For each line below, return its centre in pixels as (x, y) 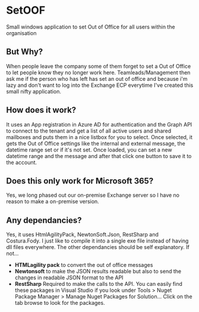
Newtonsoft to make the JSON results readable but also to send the (98, 272)
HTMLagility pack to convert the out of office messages (84, 265)
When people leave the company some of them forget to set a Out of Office (99, 66)
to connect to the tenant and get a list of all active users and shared (89, 131)
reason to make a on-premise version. (53, 201)
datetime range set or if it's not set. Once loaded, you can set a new (89, 150)
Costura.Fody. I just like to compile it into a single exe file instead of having (97, 241)
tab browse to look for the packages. (60, 303)
